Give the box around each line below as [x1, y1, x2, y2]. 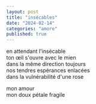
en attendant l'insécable [6, 47, 66, 55]
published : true [6, 31, 47, 37]
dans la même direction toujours [6, 61, 86, 68]
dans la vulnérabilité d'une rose [6, 73, 84, 81]
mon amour [6, 85, 35, 92]
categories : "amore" [6, 25, 58, 32]
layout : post [6, 8, 39, 15]
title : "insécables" [6, 14, 58, 20]
